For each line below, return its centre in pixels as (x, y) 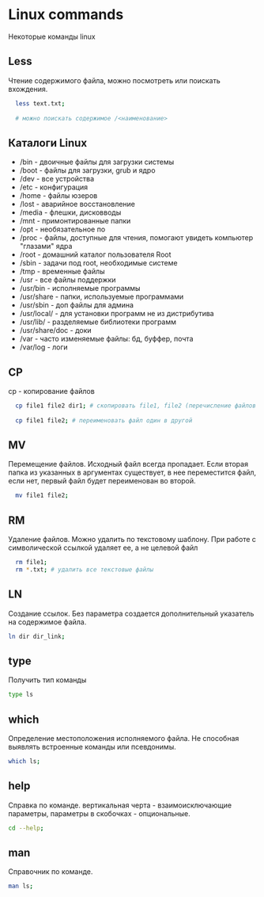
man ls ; (21, 886)
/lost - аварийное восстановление (77, 204)
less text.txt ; (40, 103)
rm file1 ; (31, 563)
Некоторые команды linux (52, 36)
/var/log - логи (44, 347)
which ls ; (25, 761)
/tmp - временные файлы (62, 272)
